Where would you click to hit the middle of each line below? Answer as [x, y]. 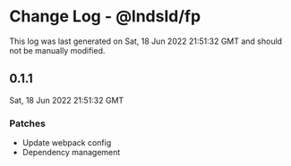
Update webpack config [67, 143]
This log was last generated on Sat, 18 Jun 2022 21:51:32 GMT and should [146, 41]
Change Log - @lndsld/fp [105, 17]
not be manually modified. [57, 50]
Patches [28, 123]
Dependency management [71, 153]
